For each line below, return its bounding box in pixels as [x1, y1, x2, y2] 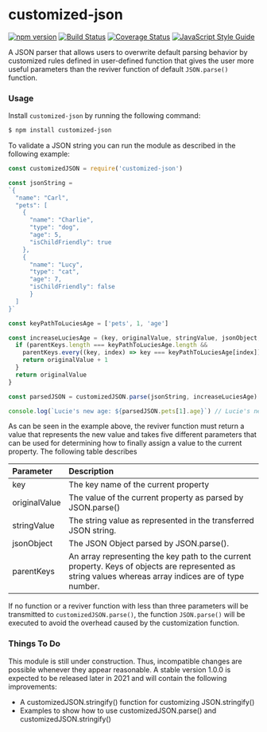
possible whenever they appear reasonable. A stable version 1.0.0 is [8, 664, 231, 675]
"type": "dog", [29, 223, 80, 232]
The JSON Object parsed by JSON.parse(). [68, 538, 229, 549]
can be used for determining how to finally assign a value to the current [8, 439, 242, 448]
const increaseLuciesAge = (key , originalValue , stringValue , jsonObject [8, 333, 258, 342]
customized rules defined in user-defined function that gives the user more [8, 56, 254, 65]
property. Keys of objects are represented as [68, 561, 236, 572]
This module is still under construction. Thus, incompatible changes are [8, 656, 242, 666]
